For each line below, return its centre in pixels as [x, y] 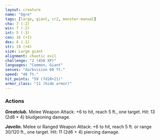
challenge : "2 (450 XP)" [31, 61]
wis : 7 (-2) [17, 28]
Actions [15, 101]
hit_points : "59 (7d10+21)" [34, 79]
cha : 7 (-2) [17, 24]
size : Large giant [24, 51]
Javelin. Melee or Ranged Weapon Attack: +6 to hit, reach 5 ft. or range [79, 127]
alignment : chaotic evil [31, 56]
